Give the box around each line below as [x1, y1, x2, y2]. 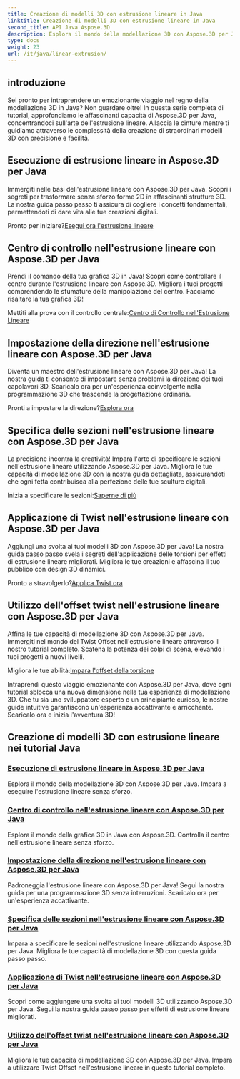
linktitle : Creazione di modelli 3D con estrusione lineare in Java [7, 17, 216, 24]
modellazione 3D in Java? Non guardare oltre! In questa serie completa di [7, 103, 224, 111]
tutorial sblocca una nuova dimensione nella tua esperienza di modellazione [7, 687, 231, 696]
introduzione [7, 76, 66, 89]
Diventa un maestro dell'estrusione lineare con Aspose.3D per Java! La [7, 367, 216, 376]
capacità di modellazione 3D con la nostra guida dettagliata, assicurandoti [7, 469, 226, 478]
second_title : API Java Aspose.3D [7, 24, 111, 31]
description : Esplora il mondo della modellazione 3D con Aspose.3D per [7, 30, 229, 38]
